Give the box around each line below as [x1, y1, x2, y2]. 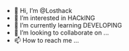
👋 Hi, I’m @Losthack [13, 7, 72, 14]
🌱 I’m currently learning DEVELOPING [13, 21, 123, 29]
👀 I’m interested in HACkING [13, 14, 96, 22]
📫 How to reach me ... [13, 37, 79, 44]
